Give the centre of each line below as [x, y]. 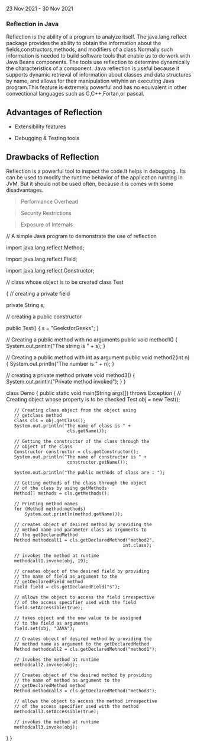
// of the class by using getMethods [61, 488]
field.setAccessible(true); [49, 607]
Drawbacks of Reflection [53, 157]
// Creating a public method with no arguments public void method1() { [92, 339]
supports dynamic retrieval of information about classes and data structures [99, 75]
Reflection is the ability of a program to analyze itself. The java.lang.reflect [97, 37]
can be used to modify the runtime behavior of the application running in [95, 177]
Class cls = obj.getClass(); [50, 420]
